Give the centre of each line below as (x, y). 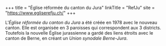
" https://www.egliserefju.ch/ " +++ (41, 13)
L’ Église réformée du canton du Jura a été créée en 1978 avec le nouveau (81, 23)
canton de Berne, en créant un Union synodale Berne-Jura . (66, 38)
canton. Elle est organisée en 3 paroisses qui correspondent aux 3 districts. (83, 28)
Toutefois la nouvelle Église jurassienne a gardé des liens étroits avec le (79, 33)
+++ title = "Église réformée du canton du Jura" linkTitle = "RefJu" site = (80, 8)
